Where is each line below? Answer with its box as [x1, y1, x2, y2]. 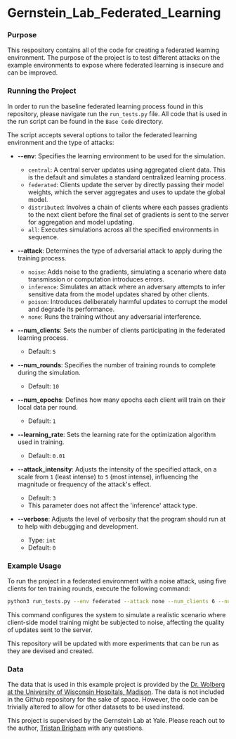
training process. [17, 253, 67, 262]
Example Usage [7, 561, 62, 571]
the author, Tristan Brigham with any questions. [7, 724, 144, 733]
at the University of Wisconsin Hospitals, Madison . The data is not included [7, 688, 225, 696]
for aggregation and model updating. [27, 217, 135, 226]
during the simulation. [17, 368, 81, 377]
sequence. [27, 232, 59, 241]
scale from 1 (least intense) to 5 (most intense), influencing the [17, 472, 199, 481]
